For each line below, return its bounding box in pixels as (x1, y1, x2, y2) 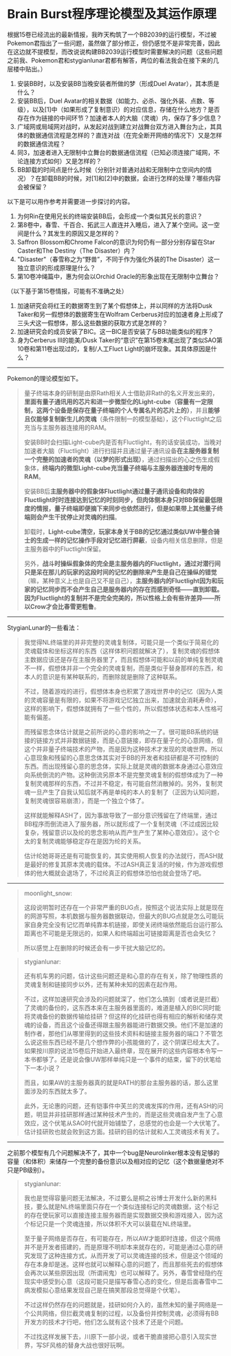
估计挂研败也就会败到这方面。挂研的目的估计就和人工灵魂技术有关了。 (23, 1127, 223, 1136)
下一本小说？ (23, 1063, 60, 1072)
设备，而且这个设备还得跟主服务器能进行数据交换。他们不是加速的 (36, 1021, 223, 1029)
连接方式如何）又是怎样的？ (23, 156, 102, 165)
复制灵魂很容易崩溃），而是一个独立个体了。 (23, 796, 148, 804)
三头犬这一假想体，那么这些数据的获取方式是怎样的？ (16, 318, 168, 327)
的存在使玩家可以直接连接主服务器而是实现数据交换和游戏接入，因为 (23, 1211, 217, 1219)
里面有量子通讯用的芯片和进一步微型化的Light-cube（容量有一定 (23, 397, 208, 406)
